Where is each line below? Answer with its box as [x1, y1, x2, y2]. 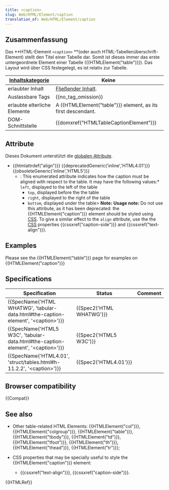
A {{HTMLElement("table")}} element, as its [55, 102, 158, 109]
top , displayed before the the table [27, 189, 99, 195]
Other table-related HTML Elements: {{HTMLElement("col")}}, [12, 424, 141, 430]
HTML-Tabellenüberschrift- [102, 49, 158, 55]
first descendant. [55, 108, 96, 115]
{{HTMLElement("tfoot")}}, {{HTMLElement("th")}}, [12, 439, 119, 446]
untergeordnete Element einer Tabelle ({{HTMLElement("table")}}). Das [5, 59, 153, 65]
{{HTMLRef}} [5, 479, 33, 485]
